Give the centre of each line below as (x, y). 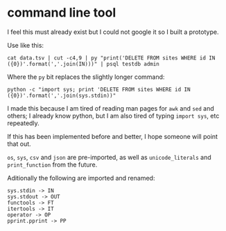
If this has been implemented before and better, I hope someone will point (113, 136)
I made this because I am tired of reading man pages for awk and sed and (111, 108)
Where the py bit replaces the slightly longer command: (86, 77)
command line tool (62, 13)
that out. (19, 144)
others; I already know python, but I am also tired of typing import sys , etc (113, 115)
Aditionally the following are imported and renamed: (81, 178)
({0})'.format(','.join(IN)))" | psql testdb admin (83, 64)
